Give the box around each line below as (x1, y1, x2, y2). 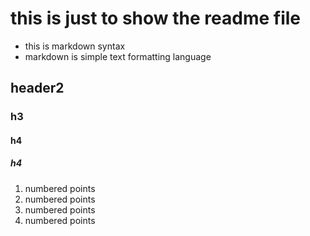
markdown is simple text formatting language (24, 50, 212, 62)
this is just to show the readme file (10, 7, 301, 30)
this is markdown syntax (24, 40, 126, 52)
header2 (10, 80, 65, 97)
